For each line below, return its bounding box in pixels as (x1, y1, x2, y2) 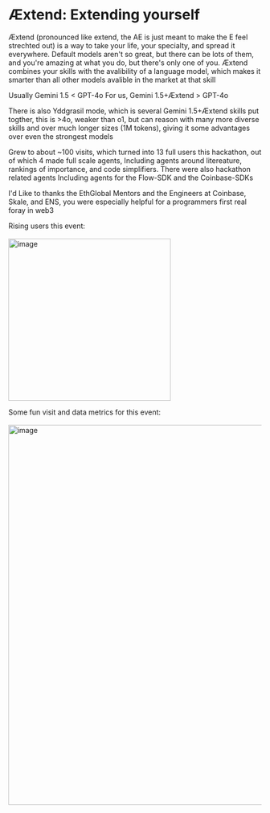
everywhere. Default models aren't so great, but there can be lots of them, (8, 49, 255, 59)
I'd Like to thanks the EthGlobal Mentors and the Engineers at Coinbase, (8, 188, 247, 198)
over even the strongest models (8, 131, 114, 141)
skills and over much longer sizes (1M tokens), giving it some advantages (8, 123, 251, 133)
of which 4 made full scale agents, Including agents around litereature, (8, 155, 243, 165)
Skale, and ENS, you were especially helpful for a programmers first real (8, 197, 247, 206)
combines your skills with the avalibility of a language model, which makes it (8, 66, 261, 76)
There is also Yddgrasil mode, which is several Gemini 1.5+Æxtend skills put (8, 106, 260, 116)
